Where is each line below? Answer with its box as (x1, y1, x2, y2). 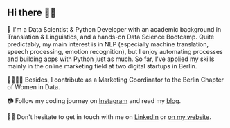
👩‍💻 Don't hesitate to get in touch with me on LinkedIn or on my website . (7, 112, 211, 121)
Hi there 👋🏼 (7, 7, 57, 19)
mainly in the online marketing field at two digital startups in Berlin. (7, 62, 197, 70)
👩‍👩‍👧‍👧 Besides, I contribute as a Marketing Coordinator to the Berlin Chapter (7, 75, 224, 84)
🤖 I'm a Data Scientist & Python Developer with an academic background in (7, 25, 222, 33)
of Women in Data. (7, 82, 60, 91)
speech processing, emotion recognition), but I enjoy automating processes (7, 47, 223, 55)
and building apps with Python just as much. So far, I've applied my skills (7, 55, 215, 63)
